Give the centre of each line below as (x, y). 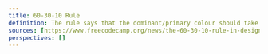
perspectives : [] (37, 38)
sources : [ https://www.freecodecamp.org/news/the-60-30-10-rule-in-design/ (137, 30)
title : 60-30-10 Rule (44, 15)
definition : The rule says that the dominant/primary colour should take (134, 23)
